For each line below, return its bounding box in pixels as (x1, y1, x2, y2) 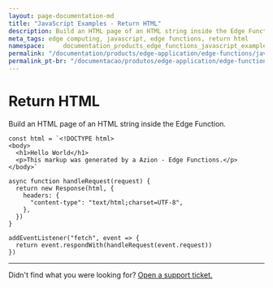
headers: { (23, 191, 60, 200)
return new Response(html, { (15, 184, 115, 192)
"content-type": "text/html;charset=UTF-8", (29, 198, 184, 207)
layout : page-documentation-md (8, 11, 115, 20)
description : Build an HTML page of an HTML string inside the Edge (8, 27, 245, 35)
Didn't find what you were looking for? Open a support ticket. (8, 269, 213, 280)
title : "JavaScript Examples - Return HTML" (8, 19, 162, 28)
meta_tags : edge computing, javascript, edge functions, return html (8, 34, 249, 43)
